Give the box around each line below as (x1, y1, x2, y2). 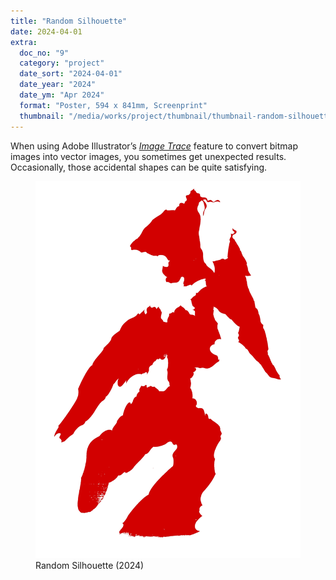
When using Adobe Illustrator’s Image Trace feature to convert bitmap (10, 140, 299, 152)
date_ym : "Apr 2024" (19, 90, 105, 100)
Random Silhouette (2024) (35, 560, 145, 572)
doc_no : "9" (19, 48, 70, 58)
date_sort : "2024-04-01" (19, 69, 123, 79)
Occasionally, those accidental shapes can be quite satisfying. (10, 161, 268, 173)
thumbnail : (19, 111, 65, 121)
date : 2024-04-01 (10, 26, 83, 37)
